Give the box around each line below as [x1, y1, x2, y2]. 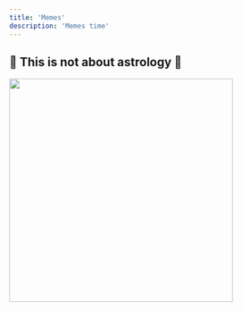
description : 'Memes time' [9, 21, 110, 30]
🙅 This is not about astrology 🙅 [9, 55, 183, 70]
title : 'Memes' [9, 13, 66, 22]
